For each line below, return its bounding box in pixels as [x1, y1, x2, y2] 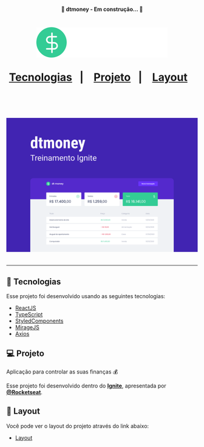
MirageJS [15, 323, 39, 331]
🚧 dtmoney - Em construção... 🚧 [61, 5, 143, 13]
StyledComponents [15, 317, 64, 324]
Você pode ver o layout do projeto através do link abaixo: [6, 422, 149, 429]
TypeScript [15, 310, 43, 318]
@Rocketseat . [6, 388, 42, 395]
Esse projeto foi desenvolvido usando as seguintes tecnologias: [6, 292, 166, 299]
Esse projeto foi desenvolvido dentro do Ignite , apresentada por [6, 382, 167, 389]
